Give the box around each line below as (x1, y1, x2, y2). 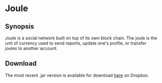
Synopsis (5, 22, 34, 31)
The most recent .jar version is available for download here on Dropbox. (5, 72, 149, 78)
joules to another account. (5, 46, 58, 51)
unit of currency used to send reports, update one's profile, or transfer (5, 40, 146, 46)
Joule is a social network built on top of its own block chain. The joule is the (5, 35, 158, 41)
